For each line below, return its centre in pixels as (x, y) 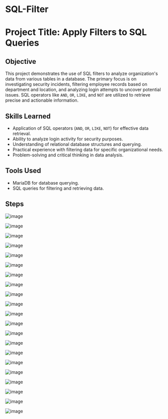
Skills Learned (28, 116)
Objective (21, 61)
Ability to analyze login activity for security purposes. (68, 139)
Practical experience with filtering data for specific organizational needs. (88, 150)
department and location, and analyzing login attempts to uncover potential (83, 90)
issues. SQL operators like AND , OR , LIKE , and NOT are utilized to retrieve (78, 95)
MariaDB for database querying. (46, 183)
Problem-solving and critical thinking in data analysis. (68, 155)
